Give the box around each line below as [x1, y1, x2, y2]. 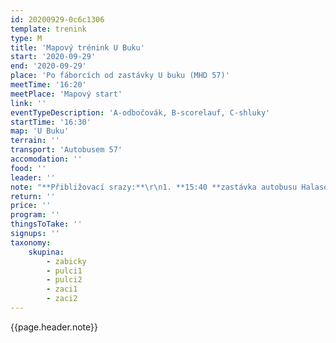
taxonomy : [10, 237, 52, 248]
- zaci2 [46, 294, 78, 304]
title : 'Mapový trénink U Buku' [10, 42, 145, 53]
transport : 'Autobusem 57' [10, 145, 123, 155]
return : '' [10, 191, 56, 201]
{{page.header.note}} [10, 321, 98, 333]
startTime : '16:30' [10, 117, 92, 127]
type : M [10, 33, 43, 43]
